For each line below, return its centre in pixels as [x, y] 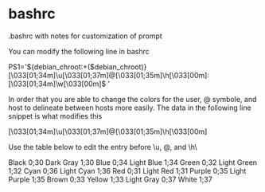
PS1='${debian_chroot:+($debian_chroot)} [78, 67]
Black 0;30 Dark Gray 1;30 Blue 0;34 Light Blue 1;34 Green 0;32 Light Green [132, 162]
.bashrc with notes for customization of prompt [86, 36]
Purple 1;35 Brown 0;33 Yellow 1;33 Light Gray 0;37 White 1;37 [110, 179]
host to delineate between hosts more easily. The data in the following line [130, 108]
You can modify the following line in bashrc [79, 51]
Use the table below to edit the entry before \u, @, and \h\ [103, 147]
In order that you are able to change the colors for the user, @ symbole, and [132, 99]
